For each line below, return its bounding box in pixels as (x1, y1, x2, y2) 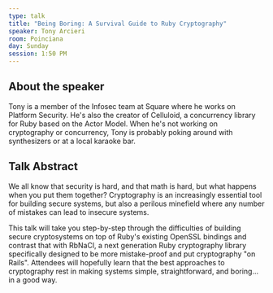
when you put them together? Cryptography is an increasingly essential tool (8, 190, 262, 199)
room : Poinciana (8, 34, 63, 43)
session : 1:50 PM (8, 50, 67, 58)
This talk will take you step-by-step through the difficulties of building (8, 223, 241, 233)
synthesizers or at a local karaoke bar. (8, 136, 136, 146)
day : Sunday (8, 42, 49, 50)
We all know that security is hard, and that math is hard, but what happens (8, 181, 258, 191)
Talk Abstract (8, 160, 79, 173)
